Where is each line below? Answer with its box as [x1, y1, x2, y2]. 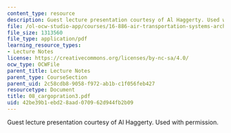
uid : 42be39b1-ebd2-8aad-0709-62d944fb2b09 [7, 99, 134, 106]
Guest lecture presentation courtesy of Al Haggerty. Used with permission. [7, 118, 219, 126]
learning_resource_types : [7, 42, 81, 49]
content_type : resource [7, 10, 76, 17]
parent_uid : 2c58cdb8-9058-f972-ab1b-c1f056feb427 [7, 80, 155, 87]
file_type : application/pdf [7, 36, 88, 43]
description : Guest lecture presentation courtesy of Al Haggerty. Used [7, 16, 220, 23]
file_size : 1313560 [7, 29, 63, 36]
